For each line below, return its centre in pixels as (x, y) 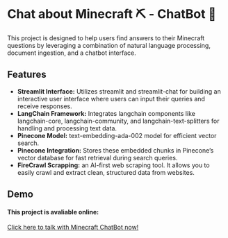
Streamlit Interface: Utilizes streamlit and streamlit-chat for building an (119, 91)
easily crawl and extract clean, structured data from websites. (106, 172)
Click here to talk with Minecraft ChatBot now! (73, 228)
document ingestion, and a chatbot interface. (72, 53)
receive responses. (45, 106)
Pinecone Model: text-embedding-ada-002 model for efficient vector (117, 135)
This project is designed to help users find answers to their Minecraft (106, 38)
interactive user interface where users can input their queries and (111, 99)
